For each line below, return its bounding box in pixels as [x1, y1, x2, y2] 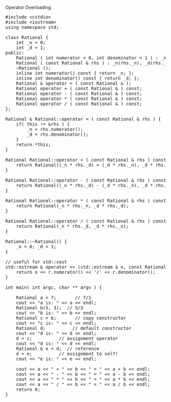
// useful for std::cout [5, 259, 67, 265]
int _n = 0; [16, 40, 46, 45]
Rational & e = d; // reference [16, 346, 100, 351]
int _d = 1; [16, 45, 46, 51]
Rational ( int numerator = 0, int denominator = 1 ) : [16, 55, 159, 61]
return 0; [16, 387, 41, 392]
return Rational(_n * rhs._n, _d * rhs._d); [16, 203, 129, 209]
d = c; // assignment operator [16, 336, 119, 341]
